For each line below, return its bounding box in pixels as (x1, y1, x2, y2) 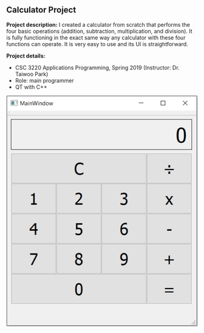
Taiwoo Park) (15, 70, 49, 78)
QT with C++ (15, 83, 47, 91)
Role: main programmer (15, 77, 74, 84)
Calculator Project (6, 5, 76, 15)
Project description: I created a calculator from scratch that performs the (6, 21, 190, 28)
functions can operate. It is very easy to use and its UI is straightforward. (6, 40, 188, 47)
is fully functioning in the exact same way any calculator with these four (6, 33, 186, 41)
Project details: (6, 52, 46, 60)
